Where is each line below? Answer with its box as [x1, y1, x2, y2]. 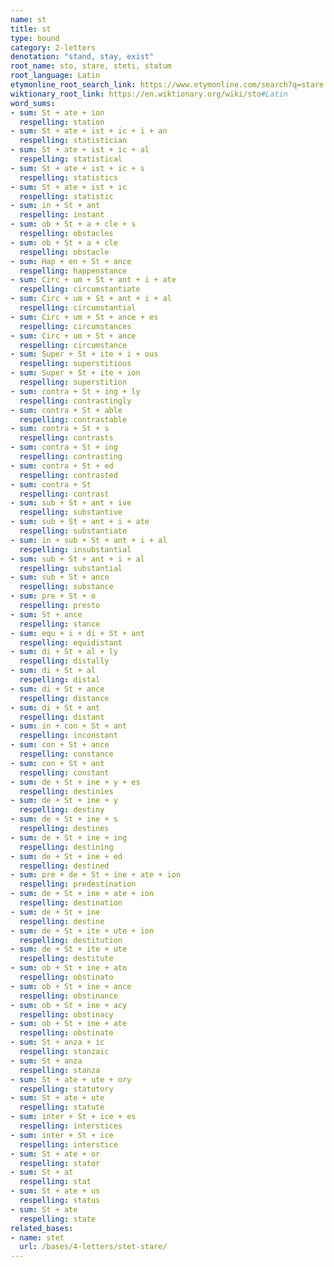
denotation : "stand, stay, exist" [10, 52, 155, 62]
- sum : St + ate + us [10, 1186, 101, 1196]
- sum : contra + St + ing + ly [10, 386, 141, 396]
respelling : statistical [19, 154, 123, 164]
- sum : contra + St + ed [10, 461, 114, 471]
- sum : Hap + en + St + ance [10, 256, 132, 266]
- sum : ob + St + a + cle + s [10, 219, 137, 230]
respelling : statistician [19, 136, 128, 146]
